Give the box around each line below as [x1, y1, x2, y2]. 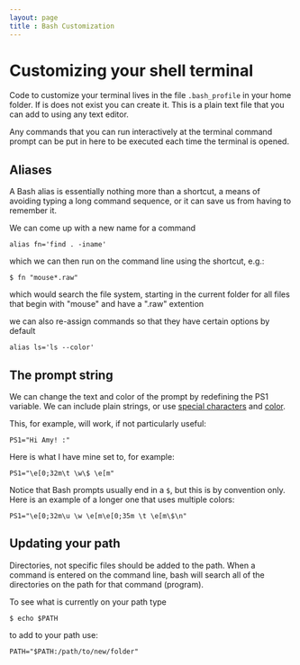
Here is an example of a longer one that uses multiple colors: [9, 494, 235, 505]
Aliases [9, 162, 52, 177]
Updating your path [9, 536, 121, 552]
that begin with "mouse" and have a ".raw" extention [9, 299, 205, 310]
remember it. [9, 205, 57, 216]
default [9, 326, 36, 337]
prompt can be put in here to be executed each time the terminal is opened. [9, 136, 290, 147]
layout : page [9, 13, 59, 22]
